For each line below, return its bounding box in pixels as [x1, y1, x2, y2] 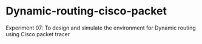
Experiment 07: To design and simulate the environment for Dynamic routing [5, 24, 197, 31]
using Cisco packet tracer [5, 30, 70, 37]
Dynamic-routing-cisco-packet [5, 4, 167, 18]
